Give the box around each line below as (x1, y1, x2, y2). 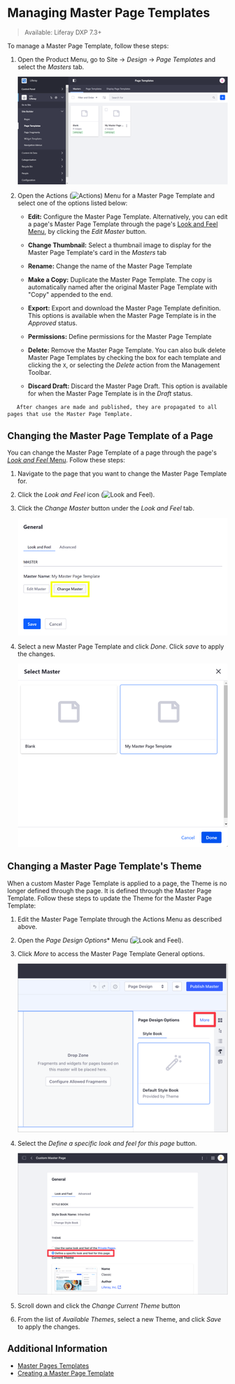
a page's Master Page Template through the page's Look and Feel (27, 220, 218, 228)
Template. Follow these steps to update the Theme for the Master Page (7, 894, 212, 902)
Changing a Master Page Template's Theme (7, 860, 202, 873)
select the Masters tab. (17, 62, 85, 71)
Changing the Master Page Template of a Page (7, 429, 213, 442)
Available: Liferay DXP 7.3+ (24, 28, 102, 36)
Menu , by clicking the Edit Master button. (27, 228, 147, 236)
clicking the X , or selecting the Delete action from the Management (27, 361, 220, 369)
